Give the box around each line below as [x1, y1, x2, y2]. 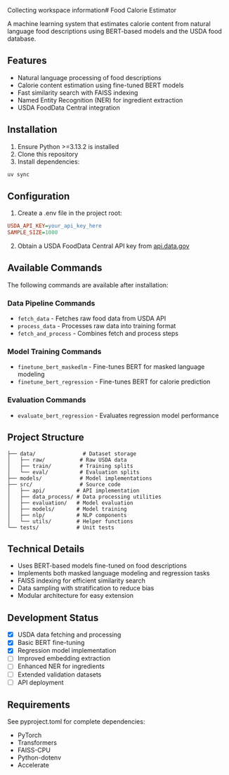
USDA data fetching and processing [17, 630, 122, 639]
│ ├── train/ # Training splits [7, 462, 133, 469]
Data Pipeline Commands [7, 298, 96, 308]
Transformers [17, 738, 58, 747]
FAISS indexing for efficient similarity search [17, 576, 146, 585]
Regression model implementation [17, 646, 117, 655]
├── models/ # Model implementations [7, 474, 152, 482]
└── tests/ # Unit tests [7, 523, 115, 531]
